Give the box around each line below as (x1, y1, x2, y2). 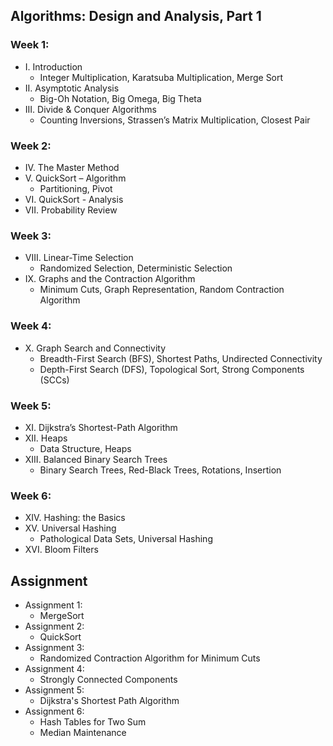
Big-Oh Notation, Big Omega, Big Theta (39, 92, 202, 104)
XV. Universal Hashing (24, 522, 117, 534)
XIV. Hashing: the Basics (24, 512, 126, 524)
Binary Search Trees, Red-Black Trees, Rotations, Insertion (39, 464, 282, 476)
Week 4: (10, 319, 52, 333)
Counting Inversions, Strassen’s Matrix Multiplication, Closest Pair (39, 114, 311, 126)
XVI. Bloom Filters (24, 544, 99, 556)
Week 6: (10, 489, 52, 503)
